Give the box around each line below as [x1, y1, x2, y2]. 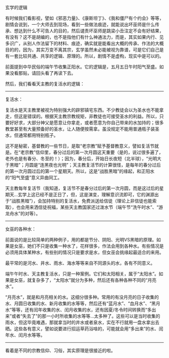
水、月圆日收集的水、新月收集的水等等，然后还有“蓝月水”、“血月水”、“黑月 [5, 300, 160, 306]
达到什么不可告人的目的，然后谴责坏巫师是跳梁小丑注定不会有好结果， [18, 28, 164, 34]
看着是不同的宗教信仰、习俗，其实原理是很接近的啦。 [5, 347, 116, 353]
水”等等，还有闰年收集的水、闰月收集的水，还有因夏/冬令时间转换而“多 [5, 307, 152, 313]
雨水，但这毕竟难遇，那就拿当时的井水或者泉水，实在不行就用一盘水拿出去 [5, 320, 159, 325]
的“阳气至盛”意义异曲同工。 [5, 175, 62, 180]
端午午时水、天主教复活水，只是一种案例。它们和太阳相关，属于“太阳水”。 [5, 271, 159, 277]
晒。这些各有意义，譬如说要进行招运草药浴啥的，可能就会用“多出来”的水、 [5, 326, 159, 332]
